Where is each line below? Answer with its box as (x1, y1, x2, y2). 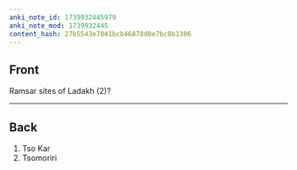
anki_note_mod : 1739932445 (9, 21, 109, 30)
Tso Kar (21, 143, 51, 153)
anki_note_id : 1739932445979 (9, 12, 117, 22)
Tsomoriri (21, 152, 57, 163)
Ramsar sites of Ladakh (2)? (9, 86, 111, 97)
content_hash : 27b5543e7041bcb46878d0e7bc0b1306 (9, 29, 192, 38)
